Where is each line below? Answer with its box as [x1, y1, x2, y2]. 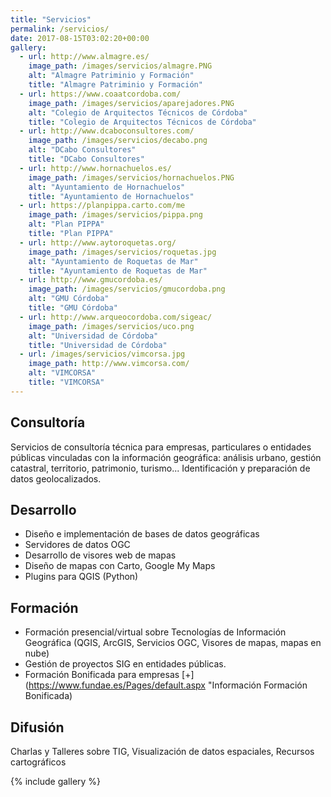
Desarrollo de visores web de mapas [24, 549, 177, 561]
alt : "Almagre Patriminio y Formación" [28, 71, 195, 81]
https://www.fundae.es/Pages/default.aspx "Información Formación [28, 679, 308, 691]
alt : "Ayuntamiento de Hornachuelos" [28, 182, 186, 192]
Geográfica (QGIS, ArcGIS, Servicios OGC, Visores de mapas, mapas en [24, 637, 322, 649]
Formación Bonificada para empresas [24, 669, 180, 681]
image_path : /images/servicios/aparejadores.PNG [28, 98, 235, 108]
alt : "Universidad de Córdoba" [28, 331, 159, 341]
